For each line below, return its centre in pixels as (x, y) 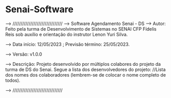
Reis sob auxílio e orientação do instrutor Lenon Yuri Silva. (67, 34)
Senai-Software (40, 9)
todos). (13, 80)
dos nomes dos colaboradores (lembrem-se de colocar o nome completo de (86, 75)
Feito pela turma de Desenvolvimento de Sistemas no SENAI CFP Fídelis (81, 29)
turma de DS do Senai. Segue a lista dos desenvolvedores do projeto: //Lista (86, 69)
